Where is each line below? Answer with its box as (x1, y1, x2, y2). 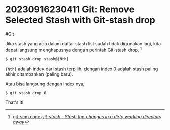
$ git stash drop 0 (5, 90, 47, 95)
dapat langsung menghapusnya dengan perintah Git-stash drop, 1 (5, 46, 142, 53)
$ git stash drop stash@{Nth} (5, 56, 69, 61)
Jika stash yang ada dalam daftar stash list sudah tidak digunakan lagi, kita (5, 40, 161, 46)
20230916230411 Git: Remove (5, 4, 135, 15)
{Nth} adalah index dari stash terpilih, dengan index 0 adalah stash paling (5, 66, 158, 72)
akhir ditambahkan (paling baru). (5, 71, 73, 77)
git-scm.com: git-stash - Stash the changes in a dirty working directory (12, 113, 162, 119)
